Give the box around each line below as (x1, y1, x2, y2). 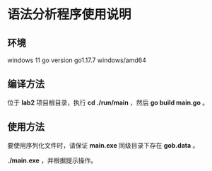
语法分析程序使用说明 (7, 6, 132, 23)
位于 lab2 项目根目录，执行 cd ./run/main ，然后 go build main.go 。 (7, 98, 209, 107)
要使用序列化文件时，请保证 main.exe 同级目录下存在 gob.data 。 (7, 141, 199, 149)
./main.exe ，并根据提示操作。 (7, 156, 98, 165)
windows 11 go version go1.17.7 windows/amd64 (7, 56, 147, 64)
